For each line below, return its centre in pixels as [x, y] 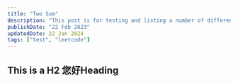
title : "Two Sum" [33, 14]
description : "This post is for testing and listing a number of [106, 20]
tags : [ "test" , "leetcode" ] [49, 40]
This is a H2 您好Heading [63, 70]
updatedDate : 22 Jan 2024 [45, 33]
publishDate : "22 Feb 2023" [49, 27]
